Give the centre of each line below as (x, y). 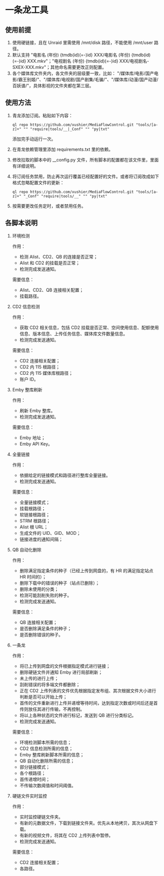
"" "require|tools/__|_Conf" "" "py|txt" (66, 129)
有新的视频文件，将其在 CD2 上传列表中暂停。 (66, 835)
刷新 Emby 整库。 (37, 410)
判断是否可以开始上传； (43, 697)
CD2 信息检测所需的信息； (46, 748)
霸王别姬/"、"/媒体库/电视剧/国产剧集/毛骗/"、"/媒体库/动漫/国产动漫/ (88, 80)
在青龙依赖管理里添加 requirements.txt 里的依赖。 (63, 149)
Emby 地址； (33, 438)
